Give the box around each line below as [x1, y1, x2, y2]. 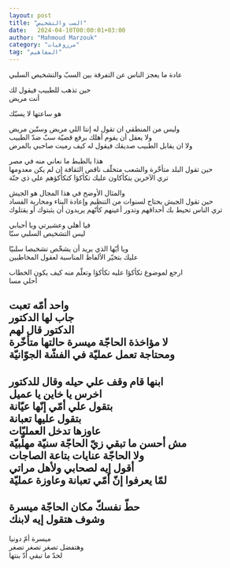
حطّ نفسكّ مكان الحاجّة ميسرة [9, 500, 140, 514]
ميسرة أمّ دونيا [9, 533, 52, 543]
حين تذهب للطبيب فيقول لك [9, 85, 91, 95]
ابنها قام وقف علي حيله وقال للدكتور [9, 375, 164, 388]
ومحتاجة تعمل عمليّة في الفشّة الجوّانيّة [9, 348, 176, 361]
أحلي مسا [9, 276, 38, 285]
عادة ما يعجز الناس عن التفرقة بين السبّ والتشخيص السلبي [9, 70, 183, 79]
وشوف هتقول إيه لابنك [9, 513, 106, 526]
